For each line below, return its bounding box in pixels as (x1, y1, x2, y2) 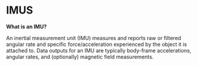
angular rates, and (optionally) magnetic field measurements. (6, 53, 154, 60)
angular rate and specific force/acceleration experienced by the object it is (6, 41, 187, 48)
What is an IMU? (6, 23, 47, 30)
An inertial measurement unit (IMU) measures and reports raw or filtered (6, 34, 181, 41)
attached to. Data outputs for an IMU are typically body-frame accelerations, (6, 47, 192, 54)
